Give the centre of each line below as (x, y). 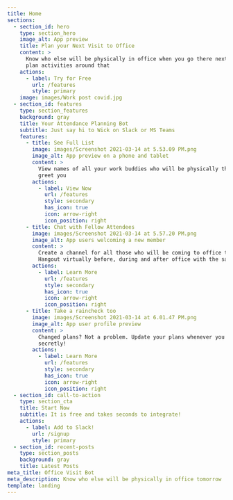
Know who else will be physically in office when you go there (119, 59)
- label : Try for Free (58, 78)
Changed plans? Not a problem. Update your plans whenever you (131, 337)
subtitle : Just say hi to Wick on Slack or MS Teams (97, 130)
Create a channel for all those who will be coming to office (130, 253)
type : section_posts (49, 453)
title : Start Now (45, 408)
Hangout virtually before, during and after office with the (128, 259)
